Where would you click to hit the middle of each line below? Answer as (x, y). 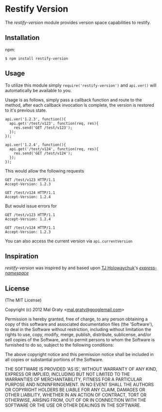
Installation (22, 38)
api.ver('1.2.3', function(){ (36, 119)
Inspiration (22, 256)
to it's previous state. (26, 110)
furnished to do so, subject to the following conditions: (59, 345)
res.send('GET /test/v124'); (43, 153)
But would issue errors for (31, 206)
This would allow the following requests (45, 171)
